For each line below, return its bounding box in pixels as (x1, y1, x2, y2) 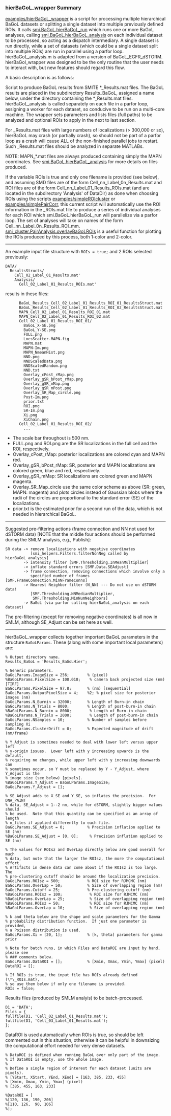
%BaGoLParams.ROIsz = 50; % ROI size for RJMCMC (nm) (5, 901, 149, 906)
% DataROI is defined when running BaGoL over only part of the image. (5, 1053, 160, 1058)
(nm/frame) (5, 731, 28, 736)
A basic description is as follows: (5, 75, 74, 81)
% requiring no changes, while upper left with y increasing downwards (5, 758, 160, 763)
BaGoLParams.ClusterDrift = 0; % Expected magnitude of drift (5, 726, 154, 732)
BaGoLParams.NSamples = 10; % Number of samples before (5, 717, 147, 723)
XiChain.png (23, 417, 49, 422)
